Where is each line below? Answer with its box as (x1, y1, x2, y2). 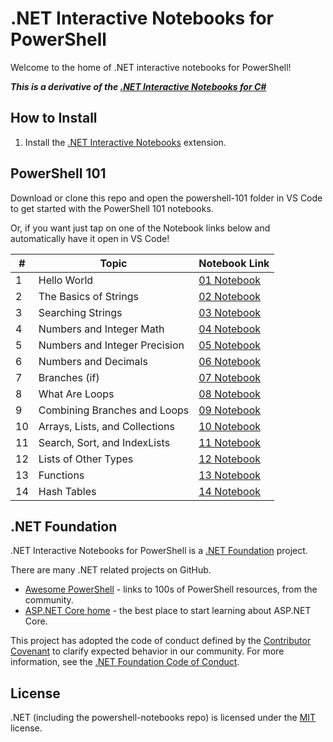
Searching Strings (38, 305, 123, 319)
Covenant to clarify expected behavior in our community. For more (10, 645, 285, 657)
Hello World (38, 273, 94, 287)
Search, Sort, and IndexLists (38, 435, 171, 449)
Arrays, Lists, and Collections (38, 419, 175, 433)
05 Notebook (198, 338, 262, 352)
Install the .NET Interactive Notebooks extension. (24, 136, 227, 148)
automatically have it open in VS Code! (10, 232, 170, 244)
